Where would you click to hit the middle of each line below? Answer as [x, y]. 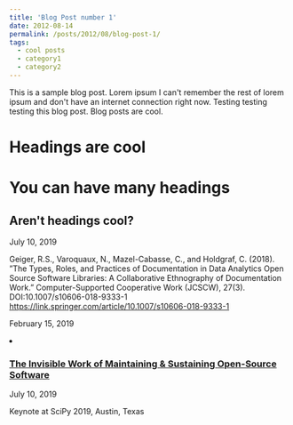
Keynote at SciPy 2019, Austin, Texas [77, 412]
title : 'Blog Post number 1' [63, 17]
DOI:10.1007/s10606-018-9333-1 [68, 297]
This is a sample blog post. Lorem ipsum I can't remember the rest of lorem [146, 92]
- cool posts [41, 51]
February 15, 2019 [42, 324]
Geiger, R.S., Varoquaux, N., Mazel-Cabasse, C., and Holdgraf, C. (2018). [142, 260]
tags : [19, 42]
